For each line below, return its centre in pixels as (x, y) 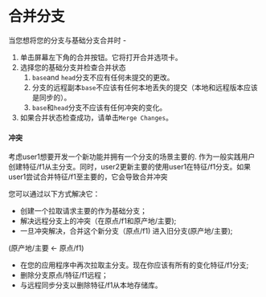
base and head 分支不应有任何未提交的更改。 (103, 77)
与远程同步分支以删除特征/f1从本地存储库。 (91, 285)
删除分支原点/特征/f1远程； (64, 275)
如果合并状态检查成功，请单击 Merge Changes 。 (96, 117)
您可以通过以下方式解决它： (54, 194)
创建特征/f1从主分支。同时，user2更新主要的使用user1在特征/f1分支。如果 (130, 167)
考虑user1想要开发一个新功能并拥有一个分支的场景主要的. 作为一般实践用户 (132, 157)
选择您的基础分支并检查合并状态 (73, 67)
